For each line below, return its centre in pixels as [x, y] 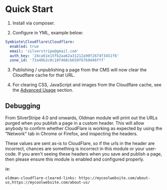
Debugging [23, 106]
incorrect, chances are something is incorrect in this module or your [75, 149]
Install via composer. [34, 23]
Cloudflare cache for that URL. [44, 75]
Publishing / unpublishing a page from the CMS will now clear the [80, 70]
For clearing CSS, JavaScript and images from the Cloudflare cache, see [87, 85]
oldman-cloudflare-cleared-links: [41, 178]
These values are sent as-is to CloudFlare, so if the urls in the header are [80, 144]
